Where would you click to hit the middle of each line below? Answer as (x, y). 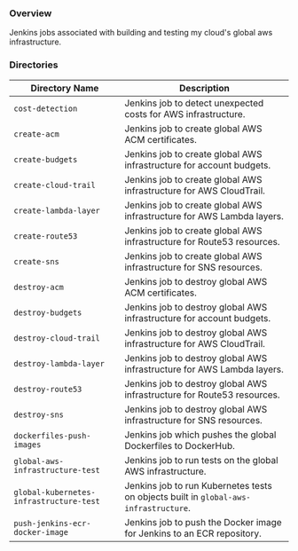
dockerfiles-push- (52, 436)
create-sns (36, 261)
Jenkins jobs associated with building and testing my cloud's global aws (141, 33)
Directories (34, 65)
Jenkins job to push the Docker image (203, 522)
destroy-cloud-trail (57, 338)
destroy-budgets (48, 312)
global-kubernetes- (55, 492)
